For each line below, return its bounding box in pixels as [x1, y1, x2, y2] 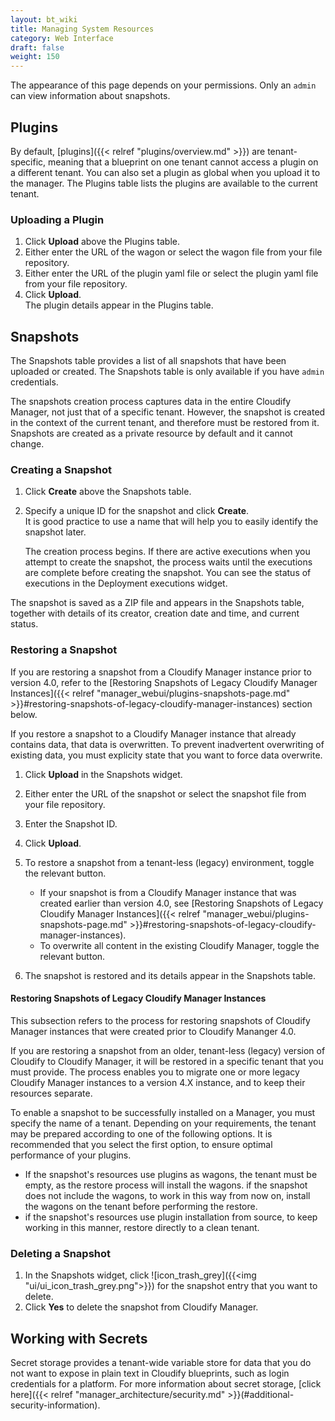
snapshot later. [24, 526, 87, 538]
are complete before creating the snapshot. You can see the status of [24, 567, 312, 579]
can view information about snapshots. [10, 90, 171, 102]
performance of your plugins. [10, 1149, 132, 1161]
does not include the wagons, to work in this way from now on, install [24, 1189, 311, 1201]
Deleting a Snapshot [10, 1246, 112, 1260]
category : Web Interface [10, 33, 114, 43]
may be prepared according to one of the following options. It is [10, 1127, 273, 1140]
